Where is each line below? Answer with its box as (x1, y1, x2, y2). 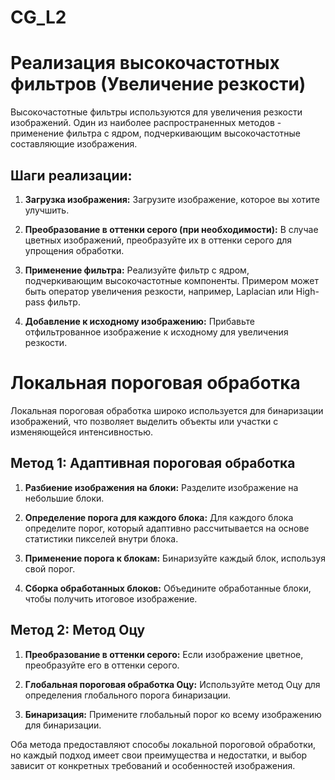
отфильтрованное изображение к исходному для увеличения (24, 326, 289, 338)
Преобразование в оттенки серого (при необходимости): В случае (24, 223, 319, 235)
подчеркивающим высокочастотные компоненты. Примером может (24, 274, 320, 286)
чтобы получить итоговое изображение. (24, 592, 198, 605)
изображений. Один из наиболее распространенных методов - (10, 117, 282, 129)
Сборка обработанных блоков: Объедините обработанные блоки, (24, 582, 312, 594)
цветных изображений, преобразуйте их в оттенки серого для (24, 234, 293, 246)
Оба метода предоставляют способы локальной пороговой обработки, (10, 738, 317, 750)
